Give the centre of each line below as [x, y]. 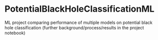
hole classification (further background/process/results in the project [74, 27]
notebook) [15, 33]
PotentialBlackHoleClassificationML [80, 9]
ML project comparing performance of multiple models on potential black [79, 22]
